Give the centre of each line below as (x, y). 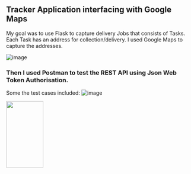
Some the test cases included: (43, 93)
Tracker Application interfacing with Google (89, 10)
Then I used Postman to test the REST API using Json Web (91, 72)
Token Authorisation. (37, 80)
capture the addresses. (35, 46)
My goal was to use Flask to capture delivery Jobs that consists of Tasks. (96, 33)
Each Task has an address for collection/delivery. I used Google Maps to (94, 39)
